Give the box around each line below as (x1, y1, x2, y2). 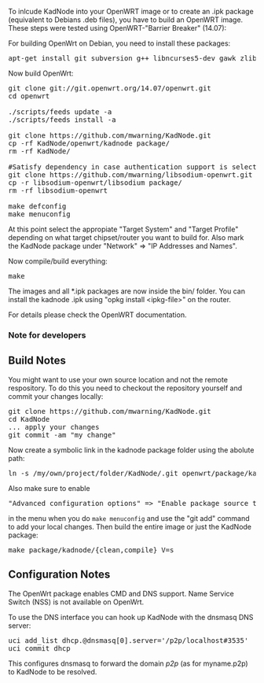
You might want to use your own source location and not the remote (8, 375, 228, 384)
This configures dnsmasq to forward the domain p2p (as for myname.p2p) (8, 659, 249, 668)
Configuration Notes (8, 568, 111, 581)
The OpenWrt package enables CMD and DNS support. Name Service (8, 589, 234, 598)
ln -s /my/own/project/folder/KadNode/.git (8, 468, 178, 478)
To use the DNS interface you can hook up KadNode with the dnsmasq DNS (8, 612, 254, 622)
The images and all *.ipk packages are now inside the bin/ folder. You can (8, 286, 246, 296)
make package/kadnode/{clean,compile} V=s (8, 545, 174, 554)
